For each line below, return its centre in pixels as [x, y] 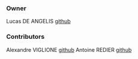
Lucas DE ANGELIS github [38, 21]
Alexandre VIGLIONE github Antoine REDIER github [69, 49]
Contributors [25, 37]
